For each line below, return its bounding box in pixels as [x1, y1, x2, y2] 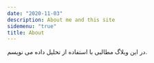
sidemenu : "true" [7, 23, 57, 29]
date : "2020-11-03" [7, 10, 63, 17]
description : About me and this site [7, 16, 115, 23]
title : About [7, 29, 45, 36]
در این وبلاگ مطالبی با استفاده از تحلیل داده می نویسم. [7, 48, 148, 56]
